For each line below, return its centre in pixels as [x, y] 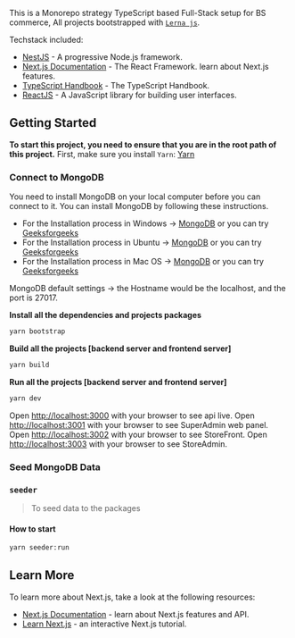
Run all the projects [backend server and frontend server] [118, 382]
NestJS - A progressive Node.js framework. [102, 57]
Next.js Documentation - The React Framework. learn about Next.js [145, 67]
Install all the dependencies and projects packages [106, 315]
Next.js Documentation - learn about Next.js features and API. [135, 614]
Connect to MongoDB [57, 177]
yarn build [29, 365]
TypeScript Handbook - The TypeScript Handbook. [116, 85]
